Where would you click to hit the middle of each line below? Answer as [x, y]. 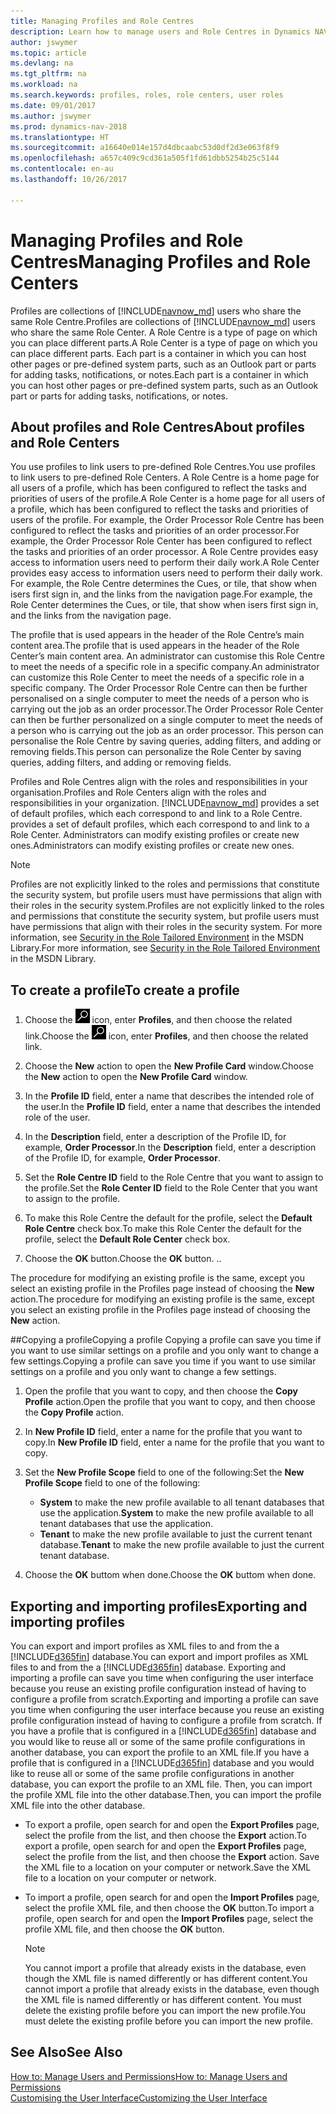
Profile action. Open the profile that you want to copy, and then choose [170, 1402]
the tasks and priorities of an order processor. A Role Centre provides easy [164, 552]
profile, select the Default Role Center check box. [127, 1239]
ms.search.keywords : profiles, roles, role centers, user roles [147, 95]
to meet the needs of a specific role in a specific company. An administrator [165, 667]
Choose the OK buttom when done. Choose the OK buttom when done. [170, 1575]
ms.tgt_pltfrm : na [48, 74]
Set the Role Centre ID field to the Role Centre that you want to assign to [174, 1177]
